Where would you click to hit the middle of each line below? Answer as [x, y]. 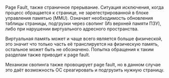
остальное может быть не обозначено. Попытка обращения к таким [79, 49]
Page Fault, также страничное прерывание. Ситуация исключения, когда [84, 7]
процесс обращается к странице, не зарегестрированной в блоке [77, 13]
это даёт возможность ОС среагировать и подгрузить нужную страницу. [85, 70]
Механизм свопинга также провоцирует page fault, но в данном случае [83, 65]
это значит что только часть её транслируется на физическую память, [82, 44]
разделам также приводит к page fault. [48, 55]
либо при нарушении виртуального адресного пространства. [72, 29]
